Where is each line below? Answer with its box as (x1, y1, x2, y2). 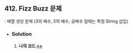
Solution (11, 30, 32, 37)
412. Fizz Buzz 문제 (4, 4, 62, 13)
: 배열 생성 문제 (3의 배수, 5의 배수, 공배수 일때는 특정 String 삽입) (4, 18, 129, 24)
